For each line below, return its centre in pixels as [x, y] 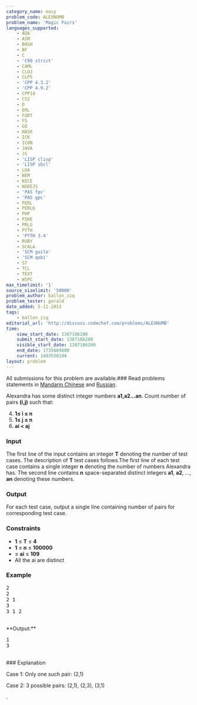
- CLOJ [25, 72]
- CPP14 [26, 93]
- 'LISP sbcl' [34, 165]
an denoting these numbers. [40, 479]
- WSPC [25, 279]
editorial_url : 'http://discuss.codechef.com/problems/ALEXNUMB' [88, 323]
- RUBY [25, 241]
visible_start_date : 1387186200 [56, 345]
